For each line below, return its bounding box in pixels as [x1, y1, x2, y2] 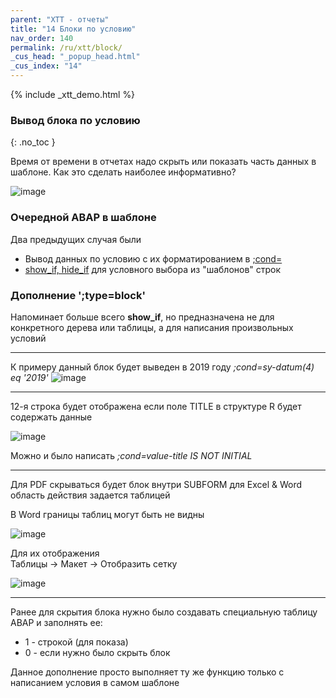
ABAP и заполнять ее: [10, 616, 103, 628]
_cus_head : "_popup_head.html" [10, 52, 141, 62]
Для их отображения [10, 547, 100, 559]
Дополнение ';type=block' [10, 288, 147, 302]
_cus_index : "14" [10, 61, 83, 71]
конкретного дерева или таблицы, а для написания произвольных [10, 321, 294, 333]
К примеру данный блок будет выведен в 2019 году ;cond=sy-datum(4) [10, 361, 315, 373]
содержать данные [10, 411, 93, 423]
